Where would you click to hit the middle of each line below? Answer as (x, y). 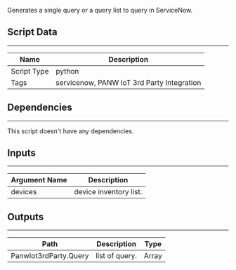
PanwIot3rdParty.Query (50, 256)
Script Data (32, 32)
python (67, 71)
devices (24, 192)
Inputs (22, 153)
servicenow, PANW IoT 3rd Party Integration (129, 82)
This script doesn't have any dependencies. (71, 131)
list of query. (117, 256)
